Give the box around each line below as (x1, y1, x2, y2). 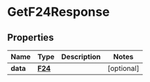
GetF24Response (7, 4, 110, 20)
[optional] (107, 63, 140, 73)
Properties (7, 32, 54, 43)
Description (61, 52, 101, 61)
